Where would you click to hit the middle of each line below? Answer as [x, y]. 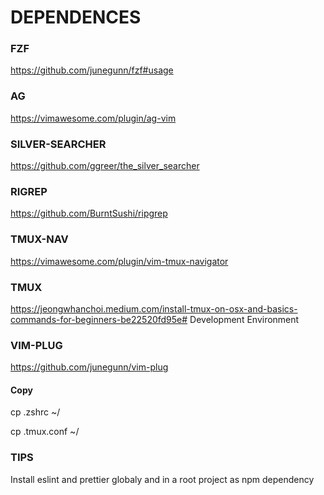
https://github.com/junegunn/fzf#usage [92, 70]
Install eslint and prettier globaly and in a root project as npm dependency [162, 479]
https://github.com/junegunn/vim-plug [89, 367]
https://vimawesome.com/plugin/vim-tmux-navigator [119, 261]
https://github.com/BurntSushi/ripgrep [89, 213]
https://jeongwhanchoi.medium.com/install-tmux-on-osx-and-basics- [154, 308]
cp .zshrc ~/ [35, 412]
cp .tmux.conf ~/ [45, 432]
